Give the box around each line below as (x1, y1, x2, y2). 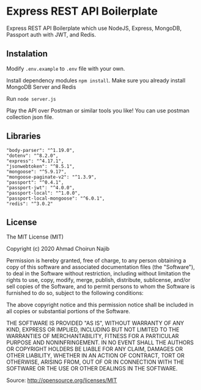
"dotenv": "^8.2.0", (6, 153, 59, 159)
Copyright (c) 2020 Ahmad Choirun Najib (6, 245, 110, 253)
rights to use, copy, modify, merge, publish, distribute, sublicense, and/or (6, 276, 191, 284)
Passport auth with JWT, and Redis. (6, 31, 97, 38)
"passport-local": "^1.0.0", (6, 190, 81, 196)
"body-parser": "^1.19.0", (6, 147, 75, 153)
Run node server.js (6, 95, 56, 102)
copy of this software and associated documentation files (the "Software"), (6, 264, 196, 271)
